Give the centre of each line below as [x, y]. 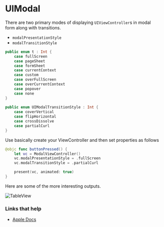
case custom [26, 75]
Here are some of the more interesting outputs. [53, 186]
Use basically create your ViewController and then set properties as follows [82, 140]
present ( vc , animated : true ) [44, 172]
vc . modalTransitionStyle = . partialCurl [56, 163]
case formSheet [30, 66]
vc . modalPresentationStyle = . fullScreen [57, 158]
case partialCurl [32, 126]
